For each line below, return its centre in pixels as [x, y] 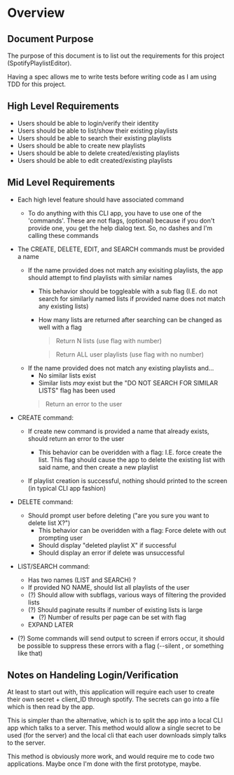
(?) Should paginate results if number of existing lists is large [115, 609]
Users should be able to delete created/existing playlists [98, 153]
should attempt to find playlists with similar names [100, 277]
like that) [30, 653]
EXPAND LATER [50, 624]
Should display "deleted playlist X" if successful [107, 545]
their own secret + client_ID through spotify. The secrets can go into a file [113, 699]
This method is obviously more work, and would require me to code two [111, 757]
